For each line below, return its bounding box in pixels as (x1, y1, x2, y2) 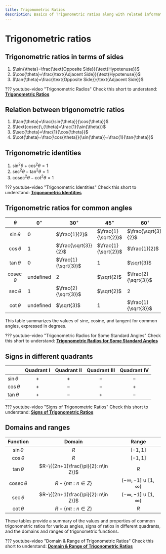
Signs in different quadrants (5, 352, 93, 361)
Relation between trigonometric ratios (5, 105, 125, 114)
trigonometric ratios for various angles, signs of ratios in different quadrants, (5, 523, 161, 529)
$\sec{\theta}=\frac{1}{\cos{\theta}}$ (12, 129, 88, 135)
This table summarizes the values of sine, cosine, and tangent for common (5, 318, 157, 324)
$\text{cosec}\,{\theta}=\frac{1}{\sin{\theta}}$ (12, 124, 106, 130)
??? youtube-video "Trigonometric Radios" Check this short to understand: (5, 86, 158, 92)
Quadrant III (86, 367, 115, 374)
